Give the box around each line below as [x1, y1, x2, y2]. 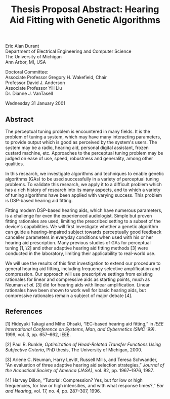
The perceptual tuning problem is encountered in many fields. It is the [5, 128, 150, 134]
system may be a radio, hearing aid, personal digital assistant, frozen [5, 144, 149, 151]
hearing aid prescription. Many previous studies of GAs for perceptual [5, 240, 151, 245]
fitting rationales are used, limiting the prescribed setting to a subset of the [5, 218, 161, 224]
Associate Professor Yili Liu [5, 85, 62, 91]
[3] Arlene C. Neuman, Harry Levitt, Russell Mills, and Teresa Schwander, [5, 356, 158, 362]
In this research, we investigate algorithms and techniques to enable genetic [5, 171, 164, 176]
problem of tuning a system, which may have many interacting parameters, [5, 134, 161, 140]
